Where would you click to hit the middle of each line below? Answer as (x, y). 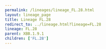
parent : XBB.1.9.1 (24, 34)
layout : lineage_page (28, 15)
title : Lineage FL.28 (28, 19)
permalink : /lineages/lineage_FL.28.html (50, 10)
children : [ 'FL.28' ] (27, 39)
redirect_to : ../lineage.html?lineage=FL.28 (53, 24)
